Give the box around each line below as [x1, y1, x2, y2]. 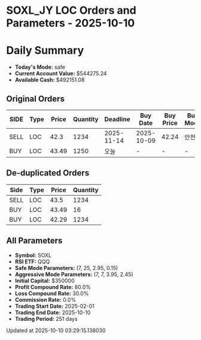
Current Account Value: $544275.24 [14, 70, 107, 77]
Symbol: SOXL [14, 251, 52, 259]
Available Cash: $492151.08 [14, 76, 85, 84]
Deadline [104, 115, 130, 123]
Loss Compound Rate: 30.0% [14, 290, 89, 297]
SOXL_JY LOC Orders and [6, 4, 136, 17]
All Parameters [6, 236, 63, 246]
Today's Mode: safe [14, 63, 66, 71]
